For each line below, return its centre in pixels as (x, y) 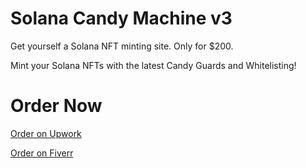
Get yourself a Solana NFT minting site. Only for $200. (122, 46)
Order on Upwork (46, 133)
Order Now (56, 106)
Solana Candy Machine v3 (121, 18)
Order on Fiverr (42, 153)
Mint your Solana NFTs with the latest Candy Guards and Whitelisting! (153, 65)
